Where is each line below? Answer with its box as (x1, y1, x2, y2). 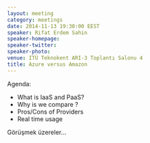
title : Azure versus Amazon (7, 61, 88, 68)
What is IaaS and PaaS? (17, 93, 85, 101)
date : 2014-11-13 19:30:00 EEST (7, 23, 100, 29)
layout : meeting (7, 10, 54, 17)
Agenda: (7, 79, 32, 88)
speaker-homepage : (7, 36, 60, 42)
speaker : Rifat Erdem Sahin (7, 29, 88, 36)
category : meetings (7, 16, 63, 23)
